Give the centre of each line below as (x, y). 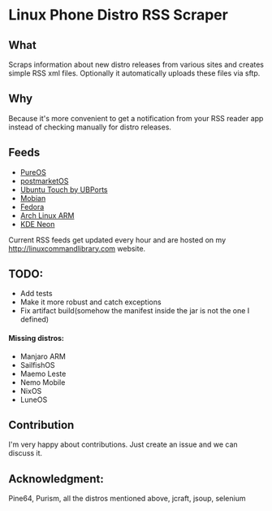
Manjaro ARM (43, 356)
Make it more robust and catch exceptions (91, 302)
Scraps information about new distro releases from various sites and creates (136, 64)
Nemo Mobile (43, 382)
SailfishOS (37, 365)
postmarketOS (44, 181)
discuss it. (26, 453)
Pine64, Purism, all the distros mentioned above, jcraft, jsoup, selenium (127, 499)
